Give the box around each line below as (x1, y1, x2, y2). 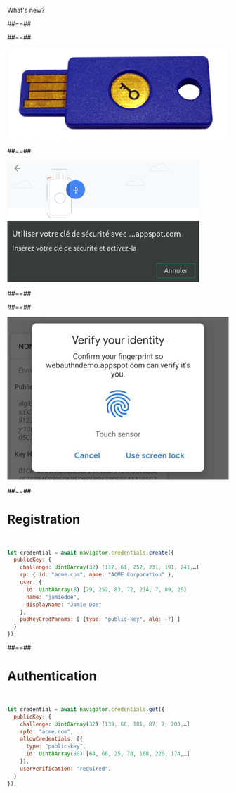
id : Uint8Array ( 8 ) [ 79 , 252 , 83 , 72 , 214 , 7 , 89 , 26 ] (25, 586, 188, 593)
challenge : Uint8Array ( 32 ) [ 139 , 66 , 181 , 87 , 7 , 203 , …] (20, 721, 190, 728)
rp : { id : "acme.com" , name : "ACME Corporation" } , (20, 572, 174, 579)
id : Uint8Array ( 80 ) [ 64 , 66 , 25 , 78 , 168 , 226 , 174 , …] (25, 750, 190, 757)
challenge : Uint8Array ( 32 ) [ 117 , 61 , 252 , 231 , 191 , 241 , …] (20, 564, 199, 571)
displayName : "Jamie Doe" (25, 601, 102, 608)
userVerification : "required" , (20, 765, 112, 772)
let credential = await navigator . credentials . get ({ (7, 705, 165, 713)
